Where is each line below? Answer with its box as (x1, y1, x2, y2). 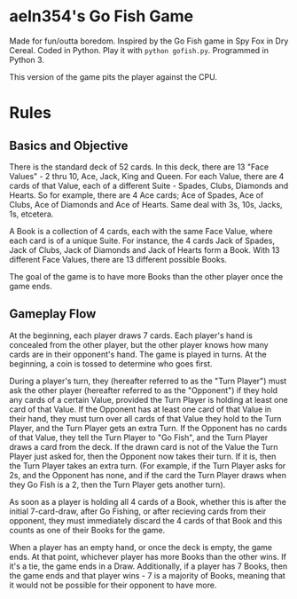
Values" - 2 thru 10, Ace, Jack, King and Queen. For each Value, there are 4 (9, 170, 285, 181)
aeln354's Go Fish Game (9, 6, 194, 27)
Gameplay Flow (9, 306, 97, 321)
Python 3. (9, 54, 44, 65)
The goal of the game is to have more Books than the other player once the (9, 271, 284, 281)
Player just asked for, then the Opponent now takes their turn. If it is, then (9, 451, 277, 461)
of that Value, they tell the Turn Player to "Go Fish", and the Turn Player (9, 432, 269, 443)
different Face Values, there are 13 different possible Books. (9, 254, 228, 264)
